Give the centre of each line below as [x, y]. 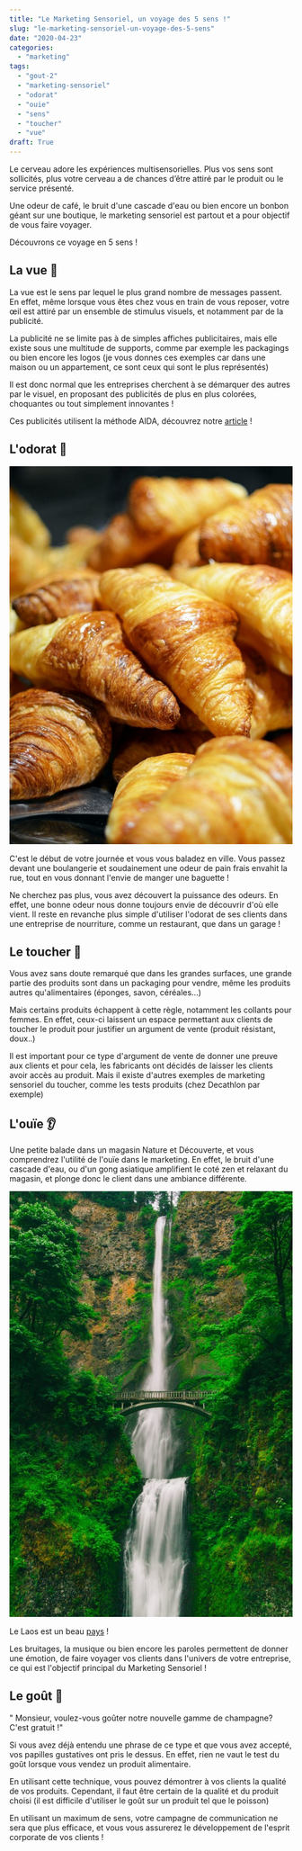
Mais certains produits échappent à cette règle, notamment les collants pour [151, 1010]
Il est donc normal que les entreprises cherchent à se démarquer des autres [150, 384]
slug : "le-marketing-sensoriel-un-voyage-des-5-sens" [112, 28]
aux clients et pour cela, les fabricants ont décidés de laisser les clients [142, 1065]
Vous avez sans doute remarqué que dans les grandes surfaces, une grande [151, 974]
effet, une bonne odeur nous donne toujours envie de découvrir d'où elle [144, 904]
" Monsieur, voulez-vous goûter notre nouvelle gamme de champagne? [141, 1718]
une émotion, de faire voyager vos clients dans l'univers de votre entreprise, [151, 1658]
